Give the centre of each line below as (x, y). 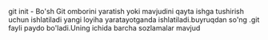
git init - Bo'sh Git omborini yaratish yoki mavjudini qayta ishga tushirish (126, 11)
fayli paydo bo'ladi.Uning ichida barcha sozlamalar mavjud (104, 28)
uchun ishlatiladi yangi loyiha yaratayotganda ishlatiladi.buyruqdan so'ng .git (134, 20)
